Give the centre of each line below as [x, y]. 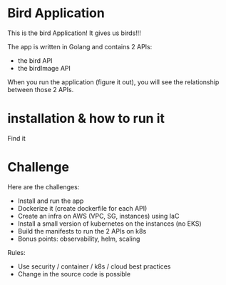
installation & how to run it [86, 119]
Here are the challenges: [43, 186]
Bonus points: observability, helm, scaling [79, 239]
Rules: [17, 252]
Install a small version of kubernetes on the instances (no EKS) [109, 224]
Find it [17, 138]
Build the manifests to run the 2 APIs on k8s [82, 231]
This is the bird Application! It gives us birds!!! [74, 33]
